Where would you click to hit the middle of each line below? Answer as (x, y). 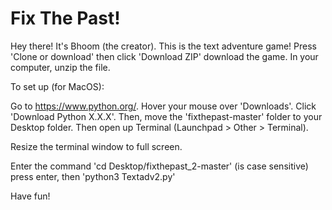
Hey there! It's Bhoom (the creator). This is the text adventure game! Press (163, 46)
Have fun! (30, 196)
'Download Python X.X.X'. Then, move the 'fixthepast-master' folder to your (166, 116)
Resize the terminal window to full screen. (96, 146)
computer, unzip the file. (60, 67)
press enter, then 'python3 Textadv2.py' (93, 176)
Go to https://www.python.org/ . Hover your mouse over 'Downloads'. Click (163, 106)
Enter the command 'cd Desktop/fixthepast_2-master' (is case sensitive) (159, 166)
